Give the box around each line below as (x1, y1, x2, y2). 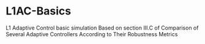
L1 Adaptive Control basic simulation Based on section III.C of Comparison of (6, 24, 199, 31)
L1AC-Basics (6, 4, 72, 18)
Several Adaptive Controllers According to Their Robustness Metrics (6, 30, 178, 37)
